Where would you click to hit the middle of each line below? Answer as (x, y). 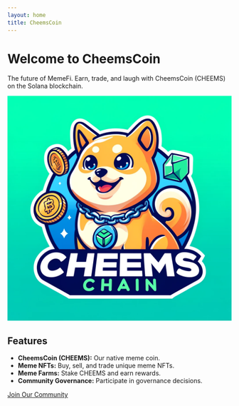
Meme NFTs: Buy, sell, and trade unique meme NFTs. (96, 366)
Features (27, 341)
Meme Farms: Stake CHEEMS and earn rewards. (89, 373)
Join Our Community (38, 395)
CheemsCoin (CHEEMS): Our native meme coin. (89, 358)
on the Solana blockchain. (45, 86)
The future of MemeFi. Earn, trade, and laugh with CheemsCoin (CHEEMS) (117, 78)
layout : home (27, 15)
